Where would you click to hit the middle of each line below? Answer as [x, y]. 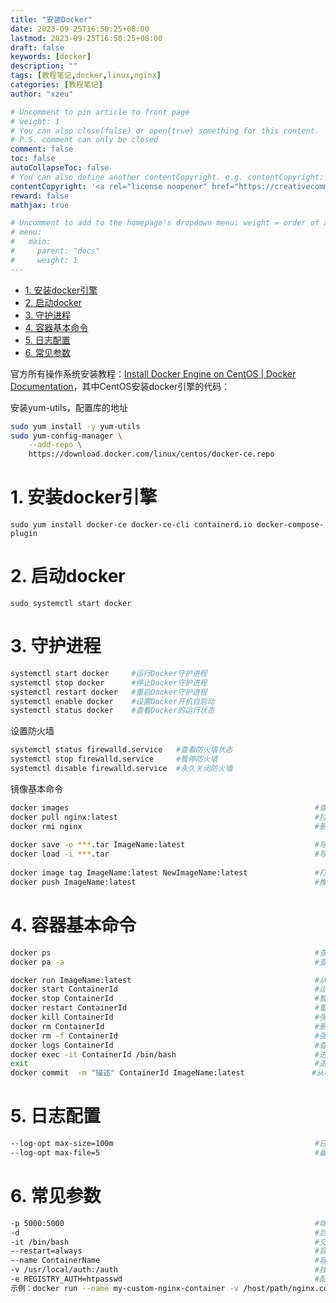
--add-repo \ [55, 445]
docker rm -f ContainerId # [165, 1036]
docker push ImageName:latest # [165, 882]
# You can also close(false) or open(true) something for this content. [165, 131]
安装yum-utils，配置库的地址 [69, 407]
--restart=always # [165, 1251]
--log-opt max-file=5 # [165, 1152]
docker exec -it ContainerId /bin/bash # [165, 1054]
